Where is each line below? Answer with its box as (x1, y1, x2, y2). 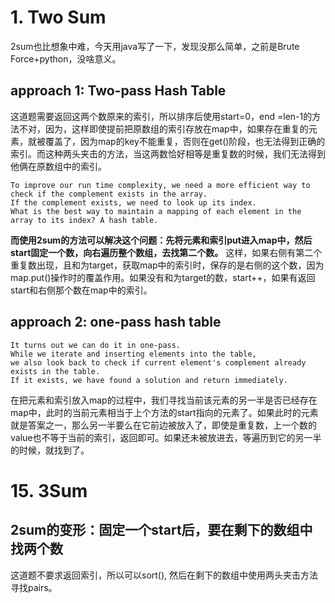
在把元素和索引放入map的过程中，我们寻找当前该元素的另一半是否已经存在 (10, 394, 318, 406)
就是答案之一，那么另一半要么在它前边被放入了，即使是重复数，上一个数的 (10, 419, 317, 431)
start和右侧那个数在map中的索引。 (10, 284, 153, 296)
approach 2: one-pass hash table (10, 314, 222, 331)
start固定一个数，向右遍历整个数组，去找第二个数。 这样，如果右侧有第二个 (10, 246, 323, 258)
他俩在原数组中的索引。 (10, 160, 107, 172)
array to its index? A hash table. (10, 215, 159, 225)
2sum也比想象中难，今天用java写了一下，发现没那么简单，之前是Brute (10, 40, 300, 52)
